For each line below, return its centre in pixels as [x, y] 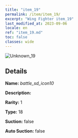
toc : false [16, 37]
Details [16, 71]
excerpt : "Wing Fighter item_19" [39, 19]
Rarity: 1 [14, 102]
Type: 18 [14, 112]
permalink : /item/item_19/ [33, 14]
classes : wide [20, 42]
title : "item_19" [23, 10]
